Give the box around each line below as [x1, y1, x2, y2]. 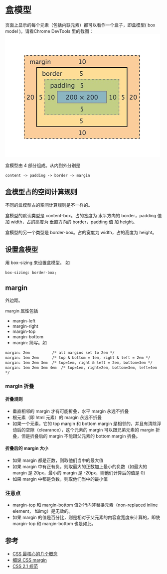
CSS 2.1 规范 [12, 563, 38, 569]
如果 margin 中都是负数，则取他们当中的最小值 [12, 476, 108, 482]
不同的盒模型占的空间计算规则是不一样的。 [5, 202, 93, 208]
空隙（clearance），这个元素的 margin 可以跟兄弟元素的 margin [25, 427, 155, 432]
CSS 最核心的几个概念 [12, 551, 58, 557]
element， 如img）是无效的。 [12, 508, 73, 514]
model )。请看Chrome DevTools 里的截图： [5, 28, 94, 34]
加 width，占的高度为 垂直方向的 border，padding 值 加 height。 [5, 219, 138, 225]
